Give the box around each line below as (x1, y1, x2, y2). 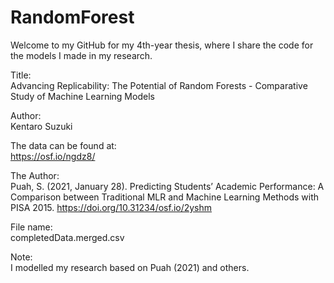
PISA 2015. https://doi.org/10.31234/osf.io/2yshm (10, 201, 213, 213)
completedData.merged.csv (10, 231, 125, 243)
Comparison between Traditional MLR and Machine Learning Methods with (10, 191, 320, 203)
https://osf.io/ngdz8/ (10, 150, 96, 162)
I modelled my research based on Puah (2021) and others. (10, 261, 250, 273)
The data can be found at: (10, 139, 117, 151)
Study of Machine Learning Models (10, 90, 155, 102)
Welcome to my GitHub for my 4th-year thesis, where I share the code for (10, 39, 314, 51)
